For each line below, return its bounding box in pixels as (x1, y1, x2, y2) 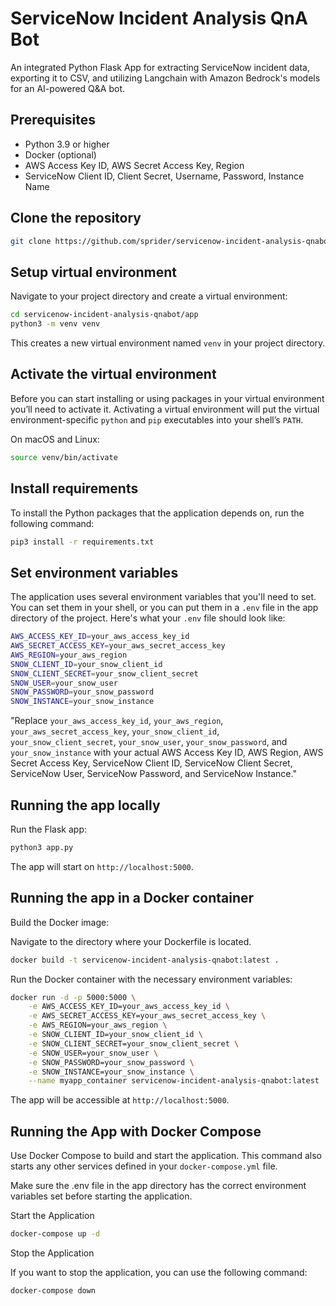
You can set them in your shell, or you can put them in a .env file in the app (10, 602, 319, 614)
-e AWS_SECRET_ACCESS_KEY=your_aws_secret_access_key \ (28, 1011, 267, 1021)
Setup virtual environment (10, 263, 178, 281)
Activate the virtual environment (10, 366, 217, 383)
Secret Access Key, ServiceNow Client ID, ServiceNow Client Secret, (10, 757, 293, 769)
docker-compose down (10, 1286, 97, 1296)
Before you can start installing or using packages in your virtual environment (10, 392, 325, 404)
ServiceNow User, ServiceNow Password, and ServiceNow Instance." (10, 768, 297, 780)
